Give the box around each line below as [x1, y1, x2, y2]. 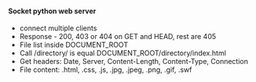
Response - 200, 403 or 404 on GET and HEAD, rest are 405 [19, 32, 217, 41]
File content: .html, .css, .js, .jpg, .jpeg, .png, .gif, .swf [19, 65, 192, 74]
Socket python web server [8, 6, 97, 16]
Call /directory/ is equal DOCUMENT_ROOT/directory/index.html [19, 48, 226, 58]
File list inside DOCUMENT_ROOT [19, 40, 128, 50]
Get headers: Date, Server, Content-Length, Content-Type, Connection [19, 57, 249, 66]
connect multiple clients [19, 23, 97, 33]
